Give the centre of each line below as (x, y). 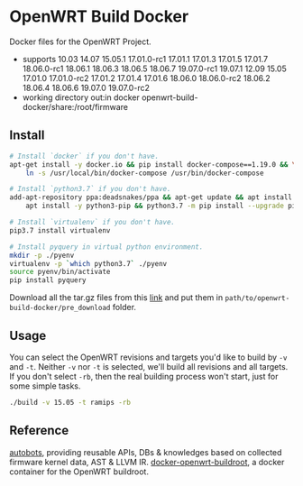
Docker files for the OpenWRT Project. (80, 41)
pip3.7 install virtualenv (60, 230)
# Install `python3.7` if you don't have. (90, 189)
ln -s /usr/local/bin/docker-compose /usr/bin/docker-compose (145, 173)
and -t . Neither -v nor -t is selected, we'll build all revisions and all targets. (149, 366)
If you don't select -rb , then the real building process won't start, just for (144, 376)
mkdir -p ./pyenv (42, 255)
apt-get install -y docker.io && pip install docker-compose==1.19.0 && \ (153, 164)
